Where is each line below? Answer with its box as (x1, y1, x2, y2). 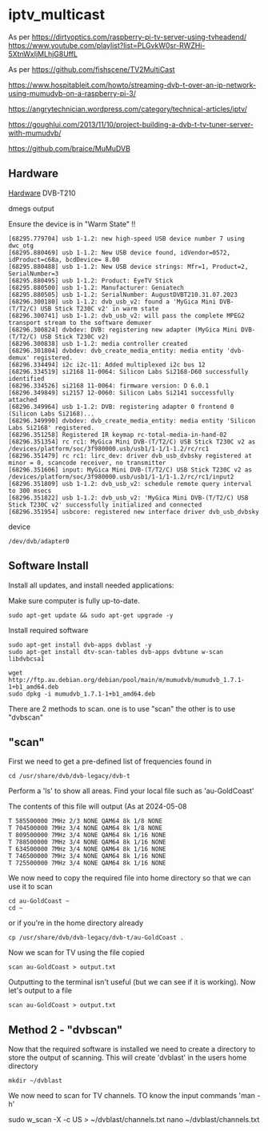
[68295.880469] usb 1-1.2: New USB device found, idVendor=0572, (8, 248, 230, 257)
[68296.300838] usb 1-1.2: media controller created (8, 339, 188, 347)
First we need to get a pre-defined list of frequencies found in (8, 756, 212, 766)
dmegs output (8, 203, 54, 213)
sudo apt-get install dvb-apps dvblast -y (8, 640, 152, 649)
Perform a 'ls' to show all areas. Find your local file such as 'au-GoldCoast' (8, 786, 254, 796)
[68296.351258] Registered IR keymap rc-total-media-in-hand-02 (8, 431, 227, 439)
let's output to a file (8, 986, 72, 996)
